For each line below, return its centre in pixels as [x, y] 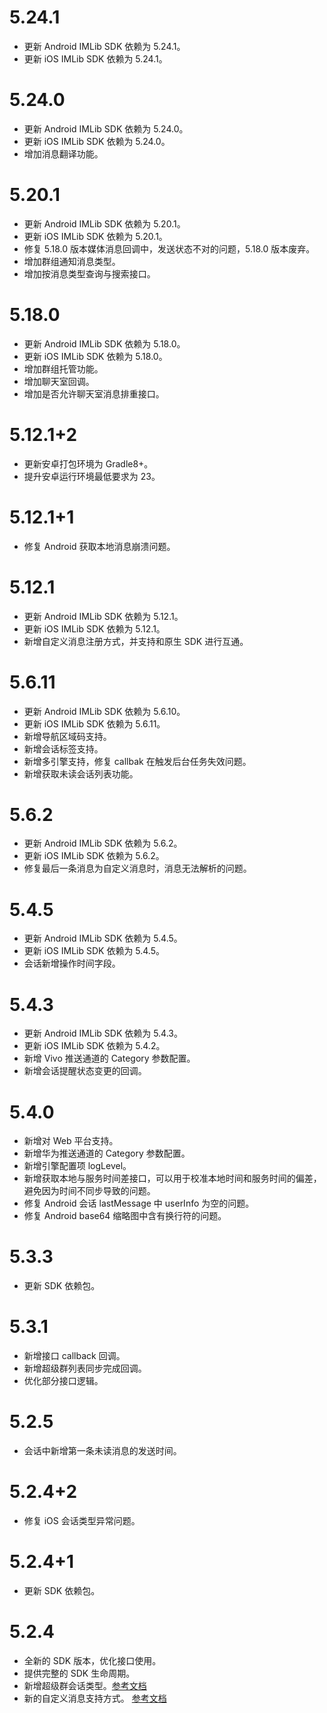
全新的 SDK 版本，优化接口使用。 [92, 1660]
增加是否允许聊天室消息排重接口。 [94, 393]
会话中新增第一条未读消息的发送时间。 [102, 1451]
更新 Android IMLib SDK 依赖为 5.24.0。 [106, 128]
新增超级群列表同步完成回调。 [85, 1368]
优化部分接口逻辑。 [63, 1381]
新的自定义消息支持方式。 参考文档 [95, 1698]
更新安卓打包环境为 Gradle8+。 [88, 463]
